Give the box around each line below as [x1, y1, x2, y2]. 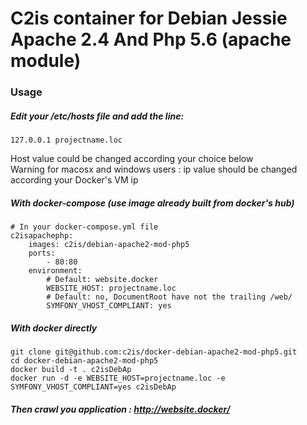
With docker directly [10, 322, 98, 334]
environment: [28, 266, 83, 276]
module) [10, 50, 82, 72]
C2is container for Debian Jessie [10, 7, 288, 30]
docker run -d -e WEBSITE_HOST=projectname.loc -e [10, 373, 226, 384]
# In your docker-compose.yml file [10, 222, 159, 232]
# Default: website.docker [46, 275, 159, 285]
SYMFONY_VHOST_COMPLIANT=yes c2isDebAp [10, 382, 177, 392]
